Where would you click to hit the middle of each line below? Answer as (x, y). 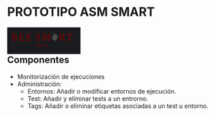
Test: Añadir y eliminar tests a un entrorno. (88, 98)
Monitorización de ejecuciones (61, 76)
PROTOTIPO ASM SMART (81, 12)
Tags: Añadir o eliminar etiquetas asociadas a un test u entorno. (118, 106)
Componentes (39, 60)
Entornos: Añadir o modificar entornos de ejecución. (102, 91)
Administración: (39, 84)
